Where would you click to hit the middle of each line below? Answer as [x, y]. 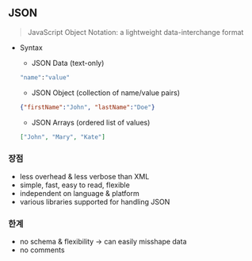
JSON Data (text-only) [68, 63]
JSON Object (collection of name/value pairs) [106, 92]
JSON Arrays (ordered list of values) [91, 122]
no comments [42, 250]
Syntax [31, 48]
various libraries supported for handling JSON [95, 202]
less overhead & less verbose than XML [84, 176]
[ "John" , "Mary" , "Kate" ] [62, 137]
